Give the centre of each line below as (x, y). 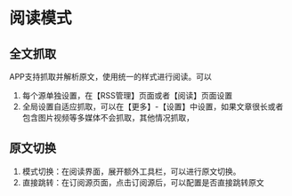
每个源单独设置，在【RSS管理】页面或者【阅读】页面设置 (127, 95)
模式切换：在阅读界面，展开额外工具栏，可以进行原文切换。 (131, 171)
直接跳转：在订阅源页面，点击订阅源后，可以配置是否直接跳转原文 (143, 182)
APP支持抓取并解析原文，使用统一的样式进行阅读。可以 (110, 77)
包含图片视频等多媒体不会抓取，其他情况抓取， (108, 118)
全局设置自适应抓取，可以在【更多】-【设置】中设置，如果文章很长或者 (153, 106)
